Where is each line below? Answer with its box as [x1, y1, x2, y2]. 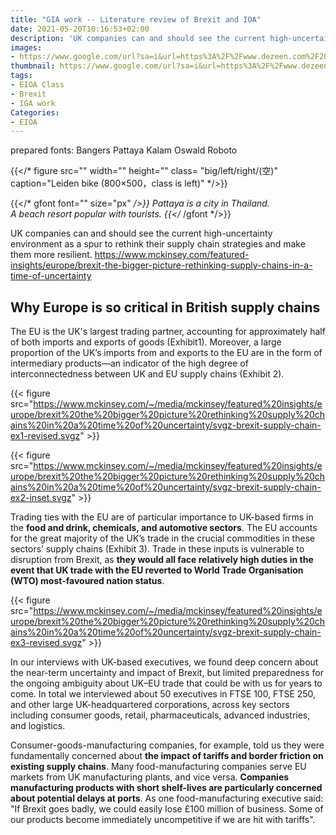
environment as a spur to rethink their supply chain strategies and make [10, 238, 306, 250]
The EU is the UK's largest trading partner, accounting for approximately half [10, 326, 326, 338]
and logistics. [10, 720, 66, 732]
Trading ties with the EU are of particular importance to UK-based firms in [10, 511, 314, 523]
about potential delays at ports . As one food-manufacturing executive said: [10, 792, 324, 805]
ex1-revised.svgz [10, 430, 81, 442]
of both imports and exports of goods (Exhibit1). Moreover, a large [10, 336, 282, 348]
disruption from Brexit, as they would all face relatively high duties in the [10, 554, 314, 566]
